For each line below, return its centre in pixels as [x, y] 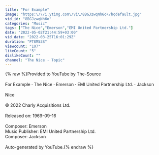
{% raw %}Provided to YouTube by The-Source [53, 74]
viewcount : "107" [23, 46]
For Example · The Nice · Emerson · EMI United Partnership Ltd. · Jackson [79, 85]
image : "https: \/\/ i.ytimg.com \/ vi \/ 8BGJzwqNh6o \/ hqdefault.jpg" [73, 14]
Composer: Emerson [26, 126]
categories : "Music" [26, 23]
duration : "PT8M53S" [26, 42]
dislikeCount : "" [23, 55]
